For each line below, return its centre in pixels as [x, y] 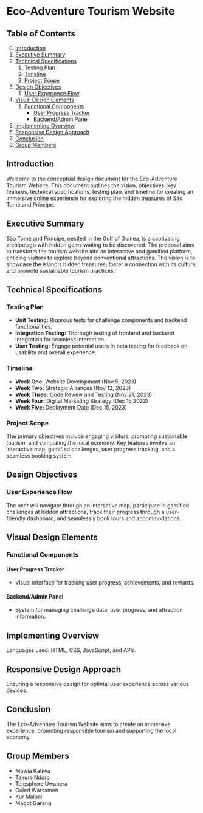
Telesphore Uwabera [41, 784]
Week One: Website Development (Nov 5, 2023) [76, 382]
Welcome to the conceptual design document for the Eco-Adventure [92, 179]
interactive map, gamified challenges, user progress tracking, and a [91, 449]
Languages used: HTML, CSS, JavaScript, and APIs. [71, 650]
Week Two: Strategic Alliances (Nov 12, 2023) [73, 388]
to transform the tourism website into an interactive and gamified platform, [99, 251]
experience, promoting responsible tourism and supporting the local [91, 730]
